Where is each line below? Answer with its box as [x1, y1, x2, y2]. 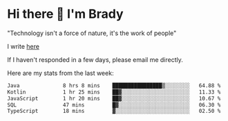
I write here [7, 42, 40, 50]
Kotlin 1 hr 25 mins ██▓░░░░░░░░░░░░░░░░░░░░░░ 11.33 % [7, 89, 221, 96]
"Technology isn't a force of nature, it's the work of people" [7, 29, 177, 37]
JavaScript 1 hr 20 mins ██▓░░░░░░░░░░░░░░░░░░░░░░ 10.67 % [7, 95, 221, 102]
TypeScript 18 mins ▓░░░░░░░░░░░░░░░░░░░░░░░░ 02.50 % [7, 108, 221, 115]
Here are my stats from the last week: [7, 69, 114, 77]
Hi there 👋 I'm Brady [7, 6, 124, 22]
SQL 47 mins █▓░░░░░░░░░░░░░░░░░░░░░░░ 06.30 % [7, 101, 221, 109]
